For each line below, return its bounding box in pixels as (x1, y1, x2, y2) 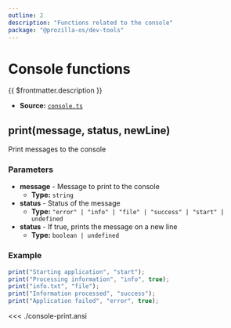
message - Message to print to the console (19, 182, 161, 191)
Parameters (8, 164, 53, 175)
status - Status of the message (19, 199, 121, 208)
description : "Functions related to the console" (8, 19, 174, 27)
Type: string (31, 190, 74, 200)
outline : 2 (8, 11, 44, 20)
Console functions (8, 60, 131, 78)
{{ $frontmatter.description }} (8, 86, 103, 95)
